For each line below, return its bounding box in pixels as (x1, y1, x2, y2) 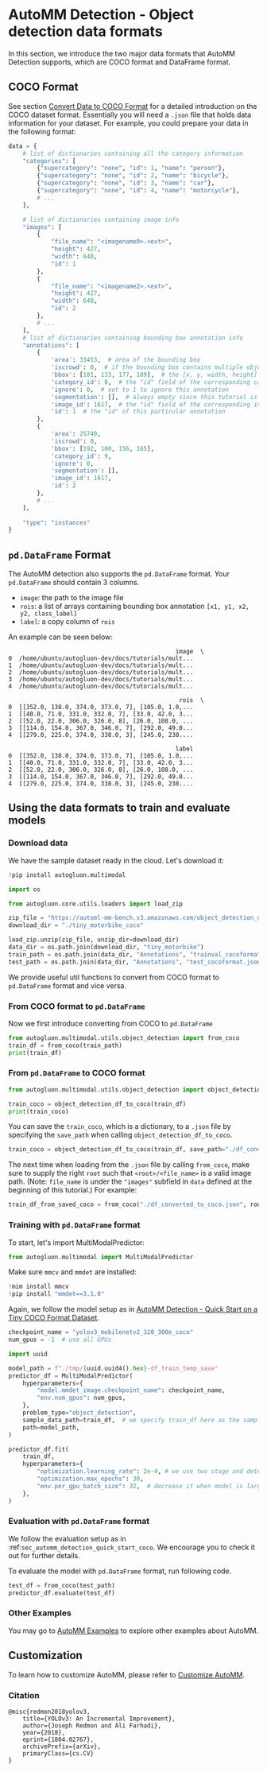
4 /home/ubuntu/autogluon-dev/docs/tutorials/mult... (8, 682, 194, 691)
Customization (8, 1649, 83, 1662)
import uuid (8, 1350, 48, 1358)
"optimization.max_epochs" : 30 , (37, 1475, 145, 1483)
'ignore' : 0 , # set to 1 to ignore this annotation (50, 386, 229, 394)
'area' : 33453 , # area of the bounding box (50, 356, 201, 364)
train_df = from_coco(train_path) (8, 1041, 123, 1049)
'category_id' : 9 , (50, 452, 112, 460)
